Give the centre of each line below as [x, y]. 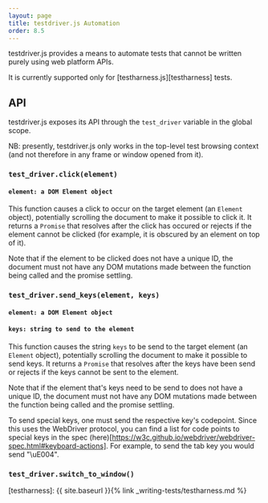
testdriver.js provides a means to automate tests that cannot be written [125, 54]
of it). [17, 243]
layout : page [30, 16]
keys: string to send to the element [71, 330]
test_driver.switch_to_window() [71, 474]
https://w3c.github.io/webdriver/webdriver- [183, 437]
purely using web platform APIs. [61, 62]
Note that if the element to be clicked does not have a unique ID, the [121, 258]
